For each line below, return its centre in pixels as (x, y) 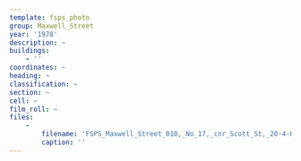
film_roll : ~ (34, 109)
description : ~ (38, 42)
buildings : (30, 51)
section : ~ (30, 92)
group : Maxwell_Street (52, 26)
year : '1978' (34, 34)
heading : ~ (30, 76)
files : (21, 117)
